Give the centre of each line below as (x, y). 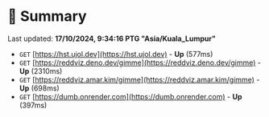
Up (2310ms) (41, 71)
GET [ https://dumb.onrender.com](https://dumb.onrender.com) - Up (130, 96)
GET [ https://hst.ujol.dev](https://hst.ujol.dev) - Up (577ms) (116, 54)
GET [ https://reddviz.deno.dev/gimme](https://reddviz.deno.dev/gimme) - (140, 63)
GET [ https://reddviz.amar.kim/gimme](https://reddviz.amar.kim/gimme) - (139, 79)
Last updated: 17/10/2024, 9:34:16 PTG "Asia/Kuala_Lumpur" (112, 38)
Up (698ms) (39, 88)
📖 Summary (47, 16)
